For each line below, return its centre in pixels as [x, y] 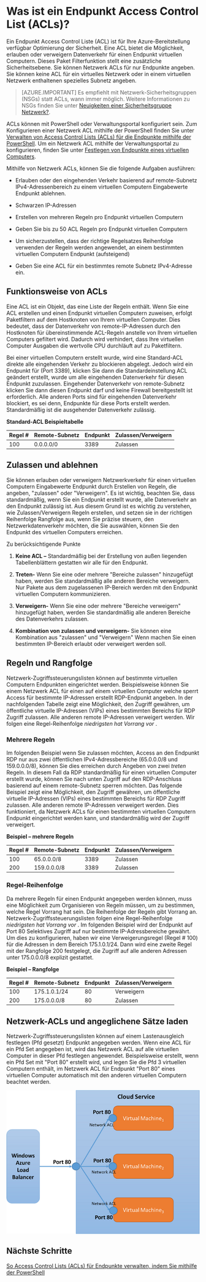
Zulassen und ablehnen [52, 465]
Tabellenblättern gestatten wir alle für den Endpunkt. [82, 562]
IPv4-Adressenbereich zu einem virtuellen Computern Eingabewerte [101, 187]
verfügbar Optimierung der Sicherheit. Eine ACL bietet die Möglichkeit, [96, 48]
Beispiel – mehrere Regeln [40, 836]
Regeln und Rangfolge [50, 663]
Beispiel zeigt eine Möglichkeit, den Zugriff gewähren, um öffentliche [93, 792]
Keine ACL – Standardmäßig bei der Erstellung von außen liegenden [101, 556]
